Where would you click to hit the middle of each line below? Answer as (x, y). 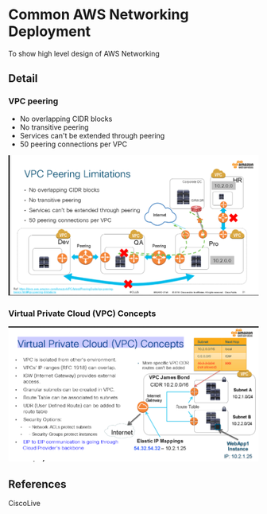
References (37, 484)
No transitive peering (54, 127)
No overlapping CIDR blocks (66, 119)
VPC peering (33, 101)
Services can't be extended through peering (92, 135)
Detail (23, 78)
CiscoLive (25, 503)
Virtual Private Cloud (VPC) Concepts (82, 313)
